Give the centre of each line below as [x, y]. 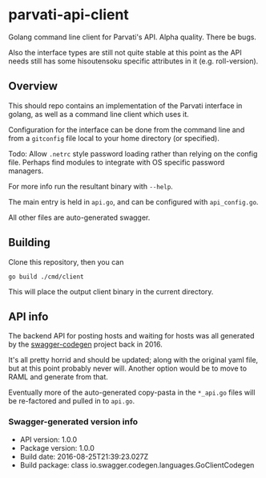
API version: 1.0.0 [48, 440]
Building [29, 243]
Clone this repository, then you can [66, 261]
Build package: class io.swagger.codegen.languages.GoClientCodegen [137, 465]
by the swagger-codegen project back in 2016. [85, 344]
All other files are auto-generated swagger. [79, 217]
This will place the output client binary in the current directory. [111, 291]
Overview [33, 86]
